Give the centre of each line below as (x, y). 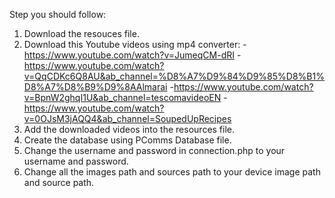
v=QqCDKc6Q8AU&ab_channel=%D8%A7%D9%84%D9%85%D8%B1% (174, 76)
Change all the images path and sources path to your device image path (172, 172)
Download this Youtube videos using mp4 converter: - (135, 44)
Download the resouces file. (81, 33)
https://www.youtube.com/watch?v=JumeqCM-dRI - (132, 55)
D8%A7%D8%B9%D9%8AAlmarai (95, 87)
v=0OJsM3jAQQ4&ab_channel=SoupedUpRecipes (127, 118)
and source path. (59, 182)
